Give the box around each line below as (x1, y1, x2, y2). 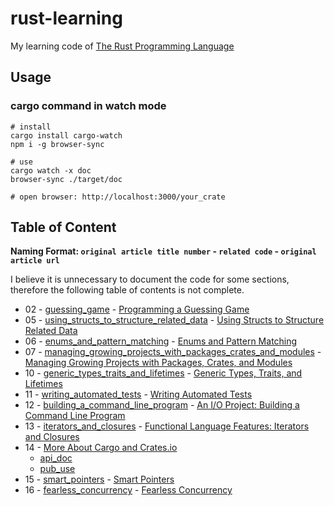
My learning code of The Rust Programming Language (10, 40, 235, 52)
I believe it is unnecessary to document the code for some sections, (10, 273, 290, 286)
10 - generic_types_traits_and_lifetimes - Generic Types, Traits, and (24, 367, 303, 379)
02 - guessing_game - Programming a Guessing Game (24, 303, 250, 316)
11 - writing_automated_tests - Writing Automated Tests (24, 388, 253, 401)
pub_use (39, 463, 76, 475)
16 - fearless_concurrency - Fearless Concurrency (24, 484, 233, 496)
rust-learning (10, 7, 123, 30)
